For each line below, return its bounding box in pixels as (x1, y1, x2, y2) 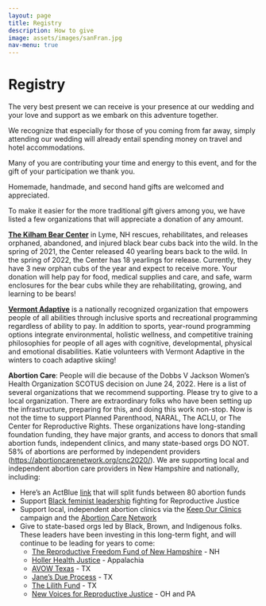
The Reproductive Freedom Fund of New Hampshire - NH (31, 547, 220, 557)
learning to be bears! (8, 289, 77, 299)
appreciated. (8, 190, 50, 200)
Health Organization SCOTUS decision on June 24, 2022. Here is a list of (8, 379, 247, 389)
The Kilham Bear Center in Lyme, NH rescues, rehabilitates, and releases (8, 230, 249, 240)
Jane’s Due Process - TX (31, 573, 114, 582)
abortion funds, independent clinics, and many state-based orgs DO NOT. (8, 439, 250, 448)
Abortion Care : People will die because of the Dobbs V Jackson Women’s (8, 371, 250, 381)
